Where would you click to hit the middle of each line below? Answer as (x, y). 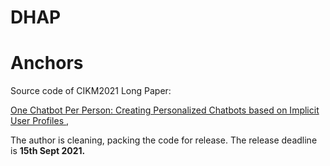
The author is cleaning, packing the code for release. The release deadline (164, 140)
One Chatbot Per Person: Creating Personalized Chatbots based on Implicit (165, 110)
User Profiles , (40, 121)
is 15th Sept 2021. (48, 151)
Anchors (47, 63)
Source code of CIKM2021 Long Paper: (91, 91)
